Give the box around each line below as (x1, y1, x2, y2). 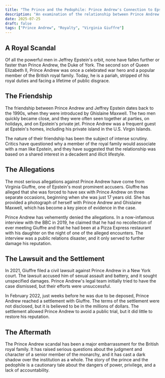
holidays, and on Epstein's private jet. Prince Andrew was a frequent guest (5, 121, 156, 126)
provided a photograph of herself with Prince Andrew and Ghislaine (5, 199, 141, 205)
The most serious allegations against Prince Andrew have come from (5, 178, 145, 185)
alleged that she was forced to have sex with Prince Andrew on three (5, 189, 145, 195)
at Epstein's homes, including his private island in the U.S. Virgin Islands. (5, 126, 152, 132)
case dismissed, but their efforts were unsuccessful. (5, 283, 111, 289)
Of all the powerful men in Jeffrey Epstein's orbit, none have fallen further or (5, 57, 160, 63)
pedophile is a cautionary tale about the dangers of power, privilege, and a (5, 362, 156, 368)
